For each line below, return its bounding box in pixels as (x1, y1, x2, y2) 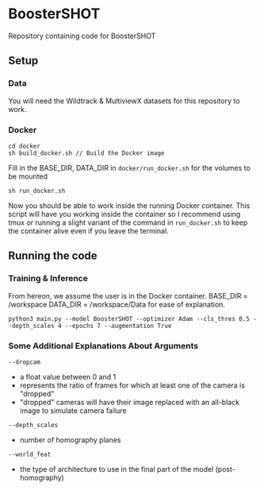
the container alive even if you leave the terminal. (8, 226, 169, 235)
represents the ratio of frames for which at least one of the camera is (19, 380, 246, 390)
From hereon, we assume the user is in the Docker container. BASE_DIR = (8, 291, 248, 300)
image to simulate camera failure (19, 406, 127, 415)
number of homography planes (19, 434, 121, 445)
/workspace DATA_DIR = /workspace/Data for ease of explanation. (8, 299, 226, 309)
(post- (215, 464, 235, 473)
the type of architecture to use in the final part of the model (19, 464, 214, 473)
